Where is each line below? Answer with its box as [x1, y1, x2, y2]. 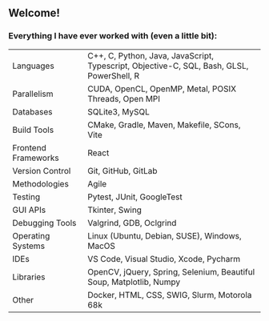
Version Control [12, 165, 71, 176]
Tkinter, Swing [87, 204, 143, 215]
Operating [12, 230, 50, 241]
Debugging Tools [12, 217, 77, 228]
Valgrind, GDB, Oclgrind [87, 217, 177, 228]
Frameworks [12, 152, 59, 163]
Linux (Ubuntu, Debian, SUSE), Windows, [87, 230, 242, 241]
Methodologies [12, 178, 70, 189]
